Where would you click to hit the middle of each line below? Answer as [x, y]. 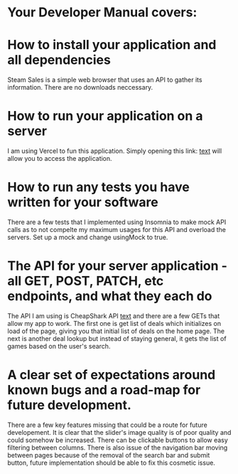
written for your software [83, 202]
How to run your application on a [106, 116]
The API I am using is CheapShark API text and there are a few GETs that [114, 316]
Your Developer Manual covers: [102, 12]
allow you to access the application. [60, 159]
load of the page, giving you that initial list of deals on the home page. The [116, 331]
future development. [69, 405]
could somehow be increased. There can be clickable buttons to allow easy [118, 440]
